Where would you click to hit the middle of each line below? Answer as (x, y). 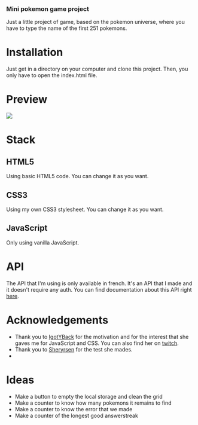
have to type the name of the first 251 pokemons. (67, 28)
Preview (27, 100)
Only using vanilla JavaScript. (43, 242)
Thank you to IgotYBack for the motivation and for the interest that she (102, 337)
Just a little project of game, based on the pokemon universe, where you (96, 22)
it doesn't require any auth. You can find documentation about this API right (99, 289)
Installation (35, 52)
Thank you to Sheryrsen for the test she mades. (74, 349)
